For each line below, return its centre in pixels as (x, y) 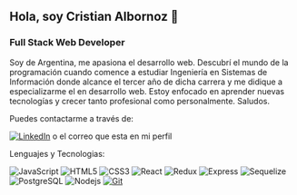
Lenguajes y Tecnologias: (57, 153)
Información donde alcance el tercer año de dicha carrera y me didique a (146, 82)
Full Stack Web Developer (67, 43)
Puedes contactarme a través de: (72, 118)
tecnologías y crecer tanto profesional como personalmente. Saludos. (140, 101)
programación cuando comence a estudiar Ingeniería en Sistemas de (139, 72)
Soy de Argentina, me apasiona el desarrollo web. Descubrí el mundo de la (149, 62)
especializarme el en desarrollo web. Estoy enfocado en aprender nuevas (147, 91)
